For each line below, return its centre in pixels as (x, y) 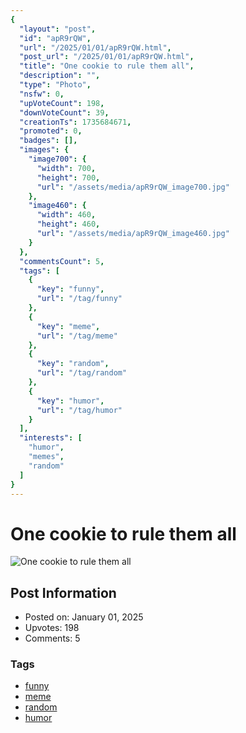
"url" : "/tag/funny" (79, 299)
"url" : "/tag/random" (82, 373)
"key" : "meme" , (68, 326)
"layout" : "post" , (58, 29)
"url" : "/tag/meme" (77, 336)
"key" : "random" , (73, 364)
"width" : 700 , (66, 168)
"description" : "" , (60, 76)
